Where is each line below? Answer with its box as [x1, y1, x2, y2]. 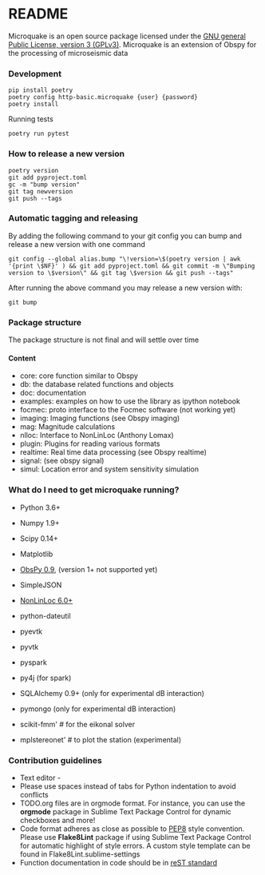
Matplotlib [19, 549, 53, 559]
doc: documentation [19, 388, 86, 398]
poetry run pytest [8, 129, 69, 138]
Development [8, 68, 62, 79]
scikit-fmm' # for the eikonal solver [19, 719, 136, 729]
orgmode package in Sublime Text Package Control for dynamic [19, 806, 231, 816]
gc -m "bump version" [8, 181, 81, 189]
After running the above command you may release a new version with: [8, 283, 243, 292]
